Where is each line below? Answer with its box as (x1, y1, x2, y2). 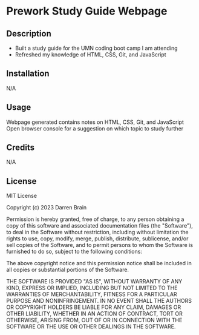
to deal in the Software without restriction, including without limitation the (6, 229, 189, 236)
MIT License (6, 192, 38, 200)
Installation (6, 69, 50, 79)
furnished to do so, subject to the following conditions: (6, 248, 142, 255)
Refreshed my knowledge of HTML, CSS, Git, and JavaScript (15, 51, 166, 58)
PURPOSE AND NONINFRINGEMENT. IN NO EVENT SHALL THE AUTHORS (6, 297, 192, 305)
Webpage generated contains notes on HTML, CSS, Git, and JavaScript (6, 118, 184, 126)
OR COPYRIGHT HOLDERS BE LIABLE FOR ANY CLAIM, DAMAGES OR (6, 303, 181, 311)
